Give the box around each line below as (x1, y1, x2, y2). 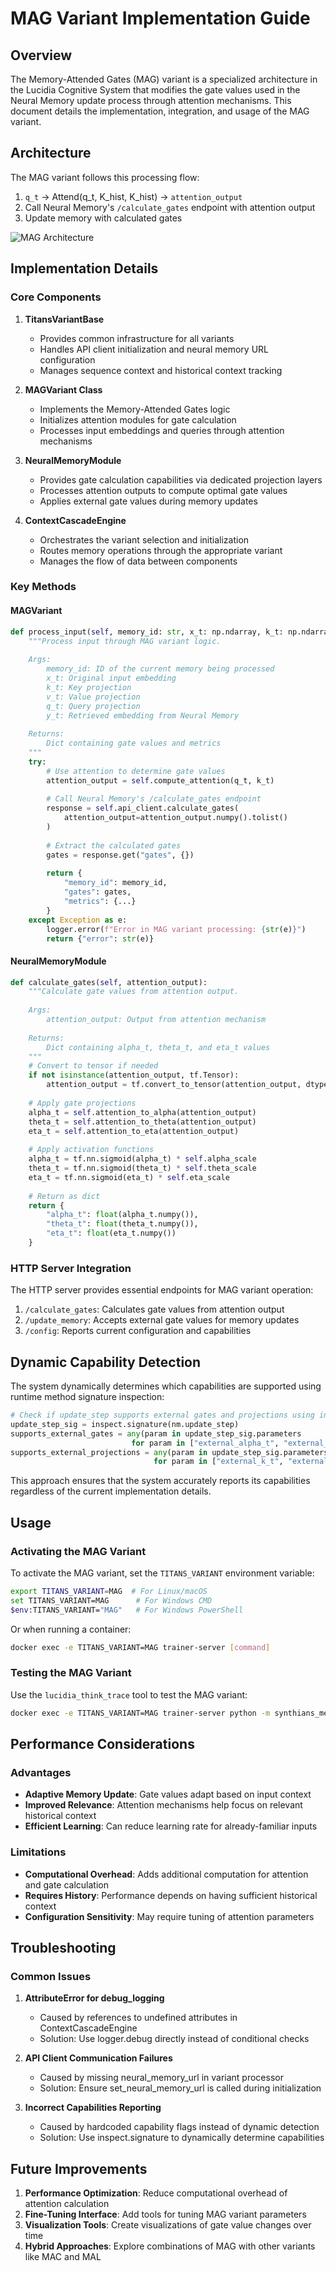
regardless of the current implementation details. (10, 1485, 212, 1497)
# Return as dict (28, 1191, 101, 1201)
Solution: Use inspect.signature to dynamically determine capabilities (39, 2132, 325, 2144)
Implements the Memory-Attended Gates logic (39, 403, 231, 415)
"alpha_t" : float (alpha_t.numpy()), (46, 1210, 199, 1220)
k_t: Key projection (46, 682, 132, 692)
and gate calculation (24, 1878, 109, 1891)
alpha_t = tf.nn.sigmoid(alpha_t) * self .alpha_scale (28, 1154, 257, 1164)
